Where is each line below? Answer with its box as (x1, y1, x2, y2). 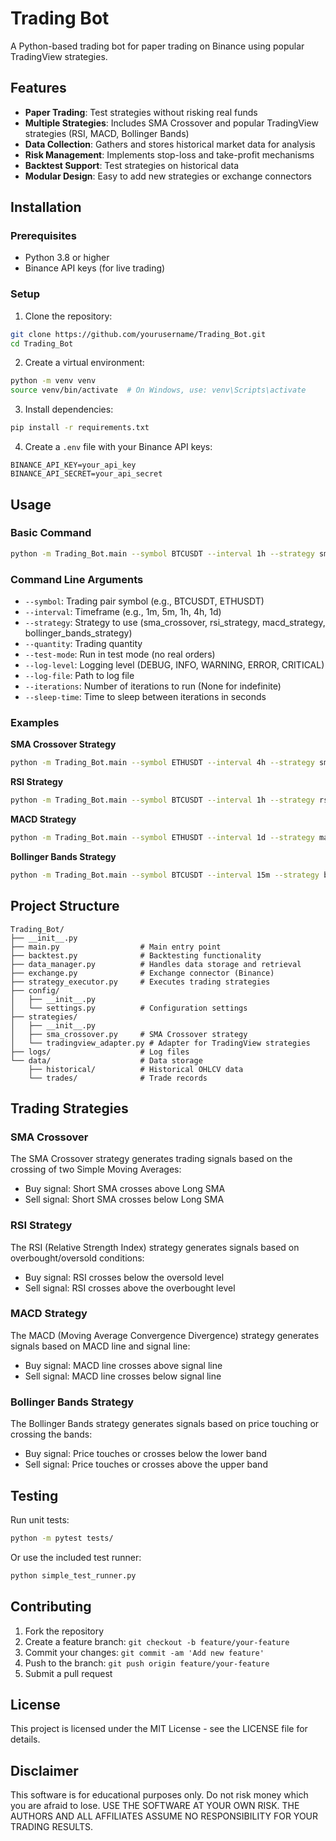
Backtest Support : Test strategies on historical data (24, 159, 240, 171)
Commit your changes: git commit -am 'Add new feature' (24, 1646, 265, 1658)
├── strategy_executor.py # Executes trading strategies (10, 977, 271, 987)
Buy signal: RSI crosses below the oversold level (24, 1271, 225, 1283)
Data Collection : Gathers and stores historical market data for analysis (24, 138, 316, 150)
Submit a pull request (24, 1667, 113, 1679)
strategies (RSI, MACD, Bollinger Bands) (24, 127, 190, 139)
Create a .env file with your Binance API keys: (24, 441, 213, 453)
